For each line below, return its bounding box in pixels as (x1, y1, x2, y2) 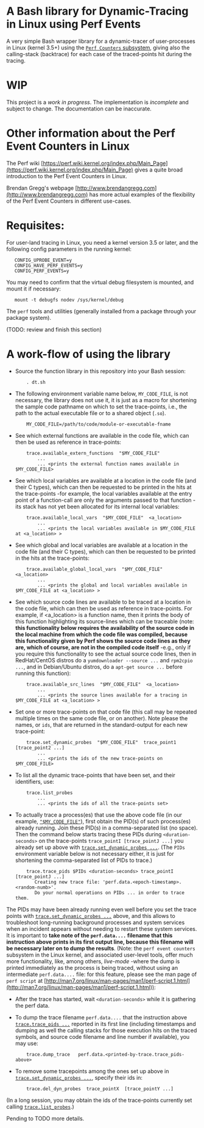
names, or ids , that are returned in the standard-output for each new (15, 721, 188, 728)
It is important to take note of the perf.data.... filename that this (6, 931, 173, 939)
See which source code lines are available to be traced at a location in (15, 598, 191, 606)
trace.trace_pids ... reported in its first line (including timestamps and (15, 1020, 196, 1027)
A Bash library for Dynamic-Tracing (6, 4, 189, 18)
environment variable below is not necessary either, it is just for (15, 850, 175, 857)
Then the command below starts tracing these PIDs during (15, 830, 162, 837)
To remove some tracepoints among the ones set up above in (15, 1067, 169, 1075)
